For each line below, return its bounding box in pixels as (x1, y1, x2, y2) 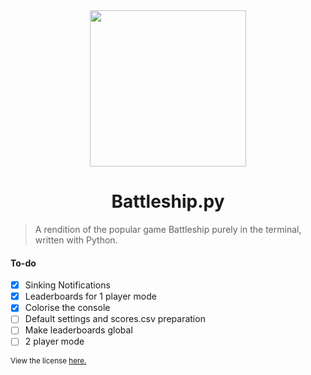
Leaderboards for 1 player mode (24, 290, 157, 303)
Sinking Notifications (24, 279, 111, 291)
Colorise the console (24, 302, 111, 314)
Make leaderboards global (24, 324, 133, 336)
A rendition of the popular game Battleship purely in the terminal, (34, 223, 302, 235)
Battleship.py (111, 190, 225, 213)
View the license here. (10, 355, 87, 366)
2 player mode (24, 335, 85, 348)
